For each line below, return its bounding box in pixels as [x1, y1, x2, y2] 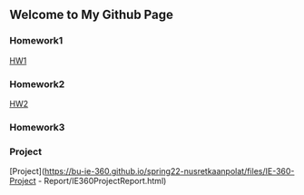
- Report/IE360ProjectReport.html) [37, 176, 167, 187]
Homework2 [9, 77, 65, 90]
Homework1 [9, 34, 64, 47]
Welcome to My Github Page [9, 7, 174, 23]
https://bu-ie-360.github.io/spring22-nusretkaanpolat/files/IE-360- [44, 166, 295, 177]
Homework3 [9, 121, 65, 133]
